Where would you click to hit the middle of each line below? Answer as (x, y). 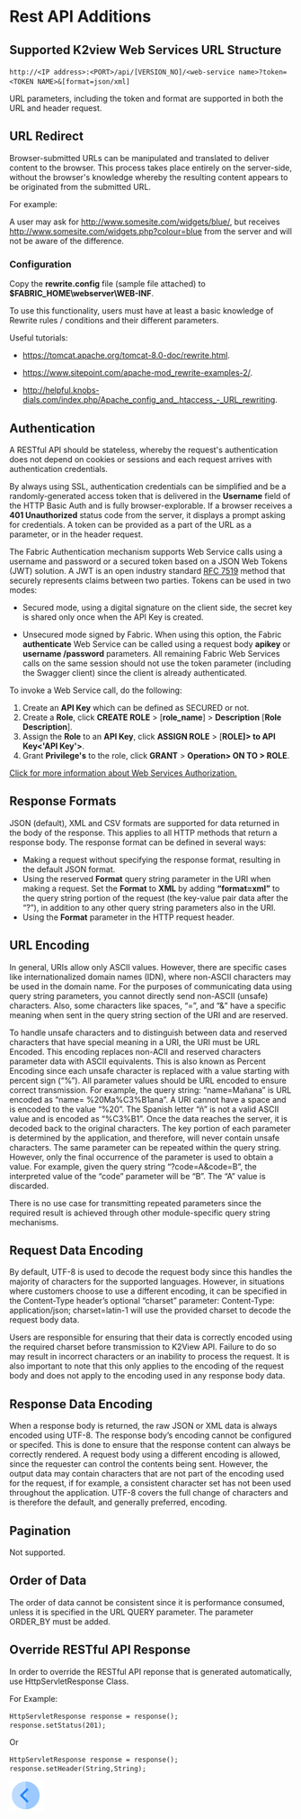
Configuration (40, 264)
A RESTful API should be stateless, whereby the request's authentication (144, 450)
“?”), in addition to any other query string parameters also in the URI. (149, 907)
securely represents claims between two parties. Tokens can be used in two (150, 580)
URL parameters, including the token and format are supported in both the (146, 98)
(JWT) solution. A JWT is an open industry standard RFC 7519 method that (147, 570)
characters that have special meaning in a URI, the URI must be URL (135, 1041)
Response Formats (63, 801)
